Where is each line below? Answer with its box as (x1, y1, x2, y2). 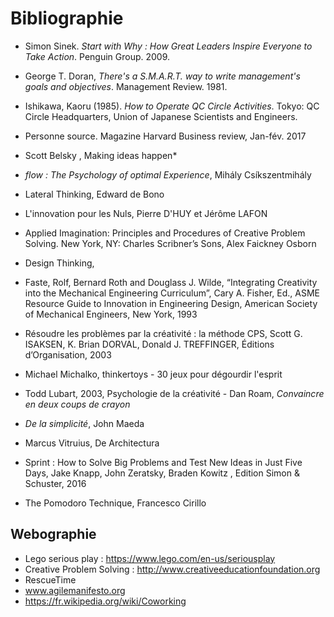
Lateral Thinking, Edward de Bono (24, 188, 165, 200)
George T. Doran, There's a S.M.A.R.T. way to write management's (24, 70, 301, 82)
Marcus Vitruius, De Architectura (24, 437, 160, 449)
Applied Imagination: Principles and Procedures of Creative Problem (24, 227, 306, 239)
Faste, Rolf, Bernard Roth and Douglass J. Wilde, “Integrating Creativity (24, 276, 318, 288)
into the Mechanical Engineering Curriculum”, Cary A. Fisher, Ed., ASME (24, 287, 321, 299)
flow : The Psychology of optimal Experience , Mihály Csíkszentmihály (24, 168, 312, 181)
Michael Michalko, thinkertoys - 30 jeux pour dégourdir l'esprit (24, 368, 283, 380)
